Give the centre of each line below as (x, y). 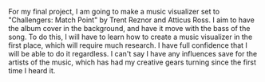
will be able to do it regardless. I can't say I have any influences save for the (133, 54)
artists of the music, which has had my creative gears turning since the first (132, 62)
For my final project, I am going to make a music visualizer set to (114, 12)
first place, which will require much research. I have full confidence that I (128, 45)
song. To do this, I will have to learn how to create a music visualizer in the (131, 37)
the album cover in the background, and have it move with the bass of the (129, 28)
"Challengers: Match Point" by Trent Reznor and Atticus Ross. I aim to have (132, 20)
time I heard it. (32, 70)
